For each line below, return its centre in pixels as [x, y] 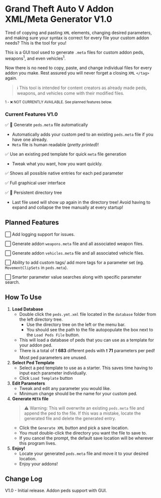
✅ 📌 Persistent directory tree [34, 192]
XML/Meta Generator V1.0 [59, 19]
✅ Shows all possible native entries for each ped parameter [64, 173]
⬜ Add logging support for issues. [40, 234]
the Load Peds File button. [53, 335]
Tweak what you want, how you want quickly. [57, 164]
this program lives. [38, 443]
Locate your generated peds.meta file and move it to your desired [84, 453]
